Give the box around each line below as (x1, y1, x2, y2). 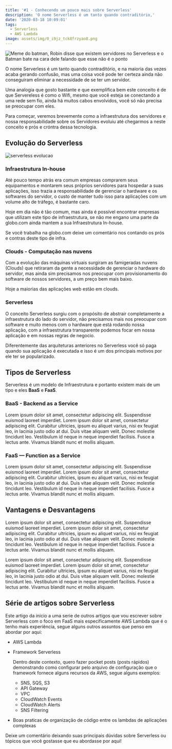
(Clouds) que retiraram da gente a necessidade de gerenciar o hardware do (5, 265, 165, 271)
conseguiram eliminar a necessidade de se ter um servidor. (5, 77, 131, 83)
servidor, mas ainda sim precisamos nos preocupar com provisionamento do (5, 270, 167, 277)
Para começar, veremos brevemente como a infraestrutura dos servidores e (5, 113, 166, 119)
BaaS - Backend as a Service (5, 400, 79, 407)
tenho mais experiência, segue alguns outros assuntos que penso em (5, 623, 152, 630)
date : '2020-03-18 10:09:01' (5, 17, 68, 22)
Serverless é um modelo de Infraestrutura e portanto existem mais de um (5, 381, 160, 388)
